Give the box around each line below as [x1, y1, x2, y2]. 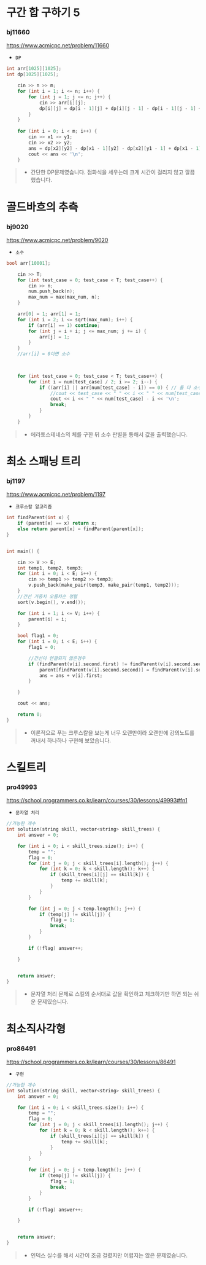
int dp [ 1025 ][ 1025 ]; [6, 71, 59, 77]
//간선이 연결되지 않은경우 [28, 655, 86, 661]
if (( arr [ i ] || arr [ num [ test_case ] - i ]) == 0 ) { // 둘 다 [39, 385, 191, 391]
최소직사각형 [6, 1022, 66, 1036]
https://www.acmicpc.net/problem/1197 [6, 491, 106, 498]
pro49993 [6, 783, 38, 791]
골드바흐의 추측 [6, 200, 78, 214]
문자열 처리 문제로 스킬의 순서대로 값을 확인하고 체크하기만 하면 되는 [30, 990, 193, 998]
